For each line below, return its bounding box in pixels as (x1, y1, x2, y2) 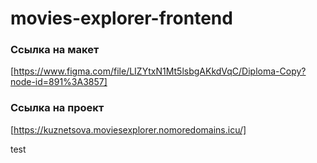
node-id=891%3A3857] (10, 76, 108, 88)
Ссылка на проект (10, 101, 105, 115)
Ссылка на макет (10, 43, 100, 57)
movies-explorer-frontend (10, 7, 233, 30)
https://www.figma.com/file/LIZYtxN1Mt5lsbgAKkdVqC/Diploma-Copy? (13, 65, 307, 77)
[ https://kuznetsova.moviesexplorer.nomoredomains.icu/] (10, 123, 247, 136)
